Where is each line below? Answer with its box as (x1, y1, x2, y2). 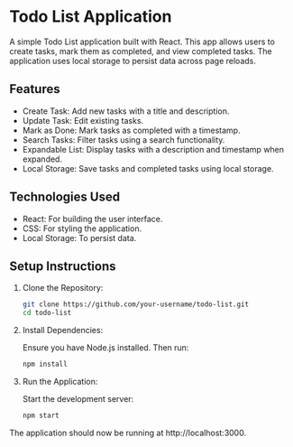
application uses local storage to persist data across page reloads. (9, 55, 257, 66)
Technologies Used (9, 190, 120, 205)
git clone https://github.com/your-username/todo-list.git (22, 300, 250, 309)
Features (9, 81, 60, 97)
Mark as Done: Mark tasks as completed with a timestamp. (22, 125, 241, 135)
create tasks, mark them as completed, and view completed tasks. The (9, 45, 272, 56)
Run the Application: (22, 377, 98, 386)
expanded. (22, 154, 63, 164)
